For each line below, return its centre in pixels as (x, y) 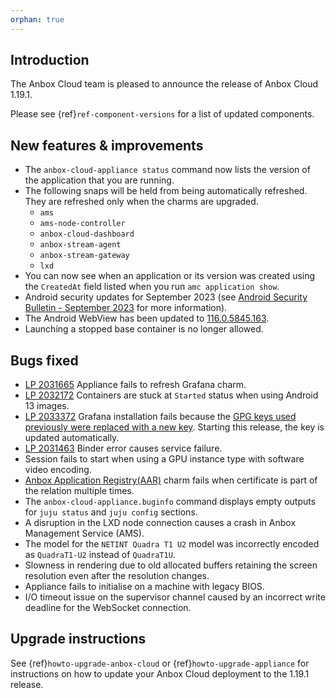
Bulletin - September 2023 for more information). (126, 308)
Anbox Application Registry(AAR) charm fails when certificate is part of (171, 480)
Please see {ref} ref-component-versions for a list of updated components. (162, 114)
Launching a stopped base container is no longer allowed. (144, 329)
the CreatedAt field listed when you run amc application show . (152, 287)
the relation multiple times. (79, 491)
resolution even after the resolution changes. (117, 576)
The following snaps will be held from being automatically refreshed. (166, 191)
